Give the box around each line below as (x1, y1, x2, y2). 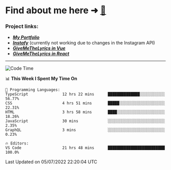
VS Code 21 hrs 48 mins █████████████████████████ (5, 145, 165, 151)
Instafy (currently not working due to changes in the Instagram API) (12, 40, 155, 46)
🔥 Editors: (5, 141, 29, 146)
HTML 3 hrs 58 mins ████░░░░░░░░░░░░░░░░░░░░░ (5, 110, 165, 115)
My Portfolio (12, 34, 40, 40)
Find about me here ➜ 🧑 (5, 5, 106, 16)
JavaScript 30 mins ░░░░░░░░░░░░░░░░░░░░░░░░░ (5, 118, 165, 124)
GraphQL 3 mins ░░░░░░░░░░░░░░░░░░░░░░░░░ (5, 128, 165, 133)
